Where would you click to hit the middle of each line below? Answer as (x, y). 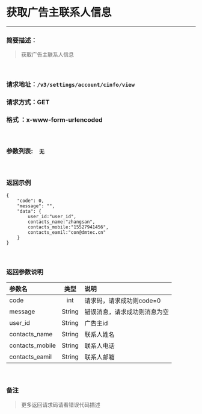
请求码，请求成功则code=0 (123, 301)
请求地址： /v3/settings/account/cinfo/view (71, 84)
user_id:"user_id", (52, 216)
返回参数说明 (25, 272)
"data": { (29, 211)
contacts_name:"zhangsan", (62, 222)
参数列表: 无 (26, 151)
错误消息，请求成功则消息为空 (127, 312)
